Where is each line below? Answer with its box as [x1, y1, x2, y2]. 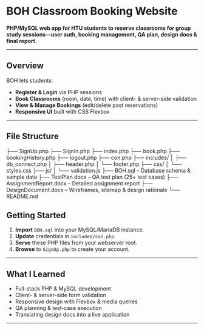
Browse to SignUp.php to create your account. [15, 246, 130, 253]
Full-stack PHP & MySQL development [15, 285, 111, 292]
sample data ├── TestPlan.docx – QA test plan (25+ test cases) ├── [6, 173, 178, 180]
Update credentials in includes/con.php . [15, 233, 117, 240]
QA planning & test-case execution [15, 304, 102, 312]
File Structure [6, 131, 59, 142]
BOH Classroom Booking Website [6, 4, 178, 18]
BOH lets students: [6, 77, 53, 84]
